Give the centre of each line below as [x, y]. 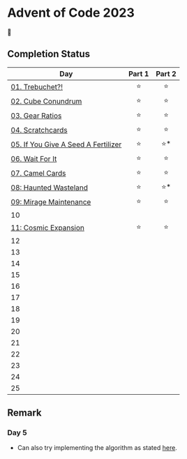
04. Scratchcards [39, 130]
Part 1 [139, 73]
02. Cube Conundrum [46, 101]
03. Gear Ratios [36, 116]
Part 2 [166, 73]
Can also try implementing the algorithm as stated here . [97, 448]
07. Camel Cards [38, 174]
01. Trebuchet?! [37, 87]
